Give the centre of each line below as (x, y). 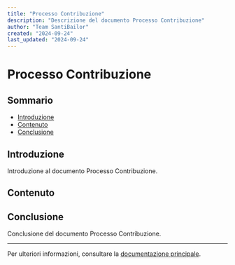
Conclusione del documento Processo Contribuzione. (84, 234)
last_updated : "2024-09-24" (48, 40)
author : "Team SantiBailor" (48, 27)
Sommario (30, 100)
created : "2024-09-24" (40, 33)
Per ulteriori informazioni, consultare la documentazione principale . (104, 254)
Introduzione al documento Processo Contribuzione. (83, 171)
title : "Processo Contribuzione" (56, 14)
